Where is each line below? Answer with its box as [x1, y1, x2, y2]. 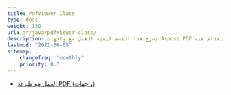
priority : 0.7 [19, 61, 60, 68]
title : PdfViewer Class [7, 10, 76, 17]
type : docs [7, 16, 38, 23]
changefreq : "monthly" [19, 55, 85, 62]
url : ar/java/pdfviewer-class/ [7, 29, 97, 36]
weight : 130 [7, 23, 41, 29]
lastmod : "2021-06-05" [7, 42, 72, 49]
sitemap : [7, 49, 32, 55]
